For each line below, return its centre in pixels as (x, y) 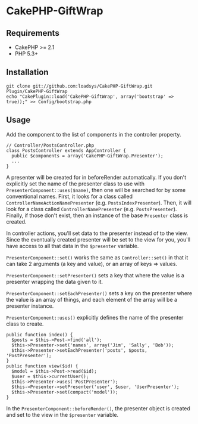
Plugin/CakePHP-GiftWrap (37, 91)
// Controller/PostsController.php (50, 145)
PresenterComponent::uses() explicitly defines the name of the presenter (95, 317)
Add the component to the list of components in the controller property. (94, 134)
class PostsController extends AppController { (66, 150)
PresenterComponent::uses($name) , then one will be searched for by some (96, 190)
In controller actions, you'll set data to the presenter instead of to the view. (97, 233)
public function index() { (40, 335)
